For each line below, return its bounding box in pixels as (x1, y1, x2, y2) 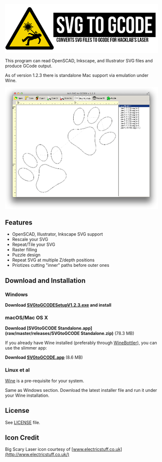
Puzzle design (12, 252, 41, 258)
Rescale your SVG (12, 237, 49, 242)
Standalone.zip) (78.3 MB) (81, 331, 134, 336)
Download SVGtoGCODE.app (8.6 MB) (5, 354, 83, 360)
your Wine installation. (5, 392, 49, 398)
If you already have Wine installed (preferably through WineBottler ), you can (5, 340, 158, 346)
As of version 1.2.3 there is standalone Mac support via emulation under (5, 73, 149, 78)
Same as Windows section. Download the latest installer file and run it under (5, 387, 158, 393)
